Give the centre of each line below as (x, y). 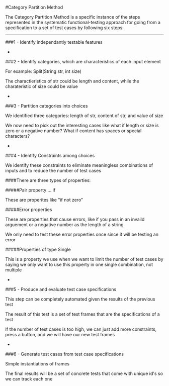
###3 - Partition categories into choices (47, 106)
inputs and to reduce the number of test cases (53, 171)
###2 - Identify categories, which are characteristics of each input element (83, 62)
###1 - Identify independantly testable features (54, 42)
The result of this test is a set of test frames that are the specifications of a (82, 314)
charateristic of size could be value (41, 86)
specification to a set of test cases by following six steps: (65, 28)
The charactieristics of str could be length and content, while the (72, 81)
